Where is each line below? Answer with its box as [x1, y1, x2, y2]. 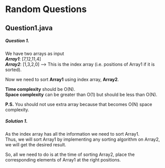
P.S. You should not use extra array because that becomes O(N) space [5, 101, 152, 107]
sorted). [5, 67, 22, 73]
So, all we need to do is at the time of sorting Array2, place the [5, 151, 135, 157]
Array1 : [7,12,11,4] [5, 55, 41, 62]
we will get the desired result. [5, 141, 66, 147]
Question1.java [5, 24, 53, 32]
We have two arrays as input [5, 50, 64, 57]
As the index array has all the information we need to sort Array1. [5, 131, 140, 137]
